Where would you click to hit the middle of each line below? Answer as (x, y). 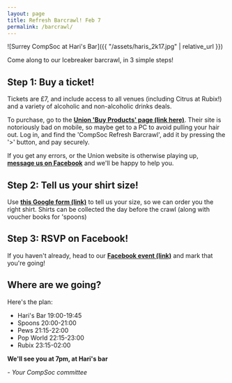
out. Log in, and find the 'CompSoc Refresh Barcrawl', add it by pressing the (116, 135)
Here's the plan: (30, 302)
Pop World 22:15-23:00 (51, 338)
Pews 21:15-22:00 (43, 330)
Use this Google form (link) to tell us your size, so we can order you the (110, 202)
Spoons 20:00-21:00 (47, 323)
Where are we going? (54, 285)
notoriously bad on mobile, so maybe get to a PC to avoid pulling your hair (114, 127)
